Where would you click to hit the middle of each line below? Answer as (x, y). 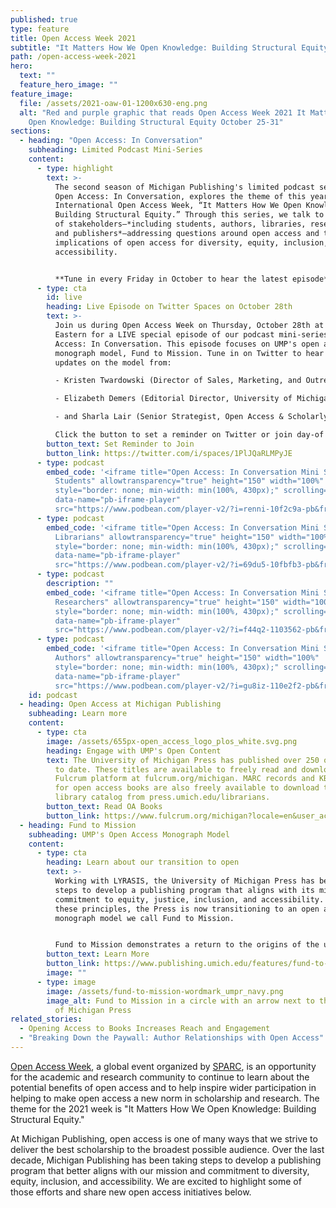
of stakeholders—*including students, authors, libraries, (180, 224)
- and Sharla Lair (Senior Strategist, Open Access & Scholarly (191, 417)
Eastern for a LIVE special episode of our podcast (164, 334)
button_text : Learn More (98, 954)
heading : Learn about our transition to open (143, 862)
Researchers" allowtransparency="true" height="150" (167, 602)
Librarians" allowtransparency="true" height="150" (164, 537)
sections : (31, 131)
